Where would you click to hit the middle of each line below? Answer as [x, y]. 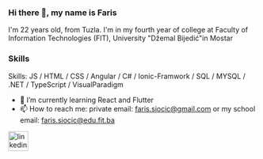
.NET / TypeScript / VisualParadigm [66, 84]
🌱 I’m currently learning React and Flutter [87, 100]
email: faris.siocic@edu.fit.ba [67, 120]
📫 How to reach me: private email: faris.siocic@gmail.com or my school [137, 108]
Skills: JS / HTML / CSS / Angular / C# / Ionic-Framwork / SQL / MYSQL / [127, 76]
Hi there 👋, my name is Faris [63, 13]
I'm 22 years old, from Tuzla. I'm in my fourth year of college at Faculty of [128, 30]
